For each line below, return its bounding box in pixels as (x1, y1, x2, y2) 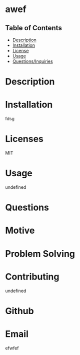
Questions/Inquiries (12, 58, 53, 64)
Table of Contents (5, 24, 62, 32)
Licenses (5, 133, 44, 145)
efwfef (5, 345, 19, 351)
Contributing (5, 271, 59, 282)
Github (5, 305, 34, 317)
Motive (5, 225, 35, 236)
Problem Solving (5, 248, 75, 259)
